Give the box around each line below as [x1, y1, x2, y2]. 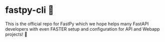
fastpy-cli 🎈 [5, 4, 54, 16]
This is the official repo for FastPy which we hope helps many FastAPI [5, 21, 149, 27]
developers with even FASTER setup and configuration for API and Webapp [5, 26, 160, 32]
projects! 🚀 [5, 31, 27, 37]
